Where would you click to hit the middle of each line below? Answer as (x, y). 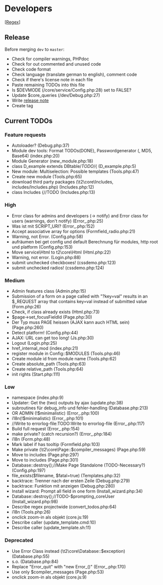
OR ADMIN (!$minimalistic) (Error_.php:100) (55, 413)
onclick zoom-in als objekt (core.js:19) (50, 517)
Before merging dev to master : (35, 49)
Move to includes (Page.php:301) (45, 460)
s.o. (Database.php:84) (35, 562)
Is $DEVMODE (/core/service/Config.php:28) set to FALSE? (71, 90)
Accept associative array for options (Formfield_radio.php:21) (73, 231)
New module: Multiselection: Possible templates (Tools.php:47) (75, 171)
